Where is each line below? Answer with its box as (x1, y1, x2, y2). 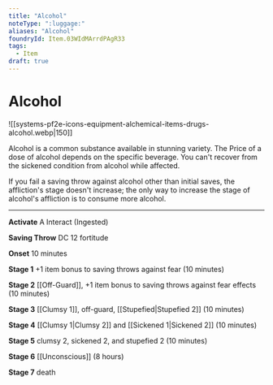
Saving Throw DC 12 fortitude (8, 232, 109, 242)
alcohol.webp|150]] (8, 128, 73, 137)
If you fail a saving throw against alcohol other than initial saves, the (8, 176, 236, 186)
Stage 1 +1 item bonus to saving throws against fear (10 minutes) (8, 264, 225, 274)
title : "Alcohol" (8, 11, 67, 20)
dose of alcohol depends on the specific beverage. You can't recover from (8, 152, 258, 162)
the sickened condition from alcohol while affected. (8, 160, 180, 171)
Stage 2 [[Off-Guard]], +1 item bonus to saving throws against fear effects (8, 279, 257, 289)
